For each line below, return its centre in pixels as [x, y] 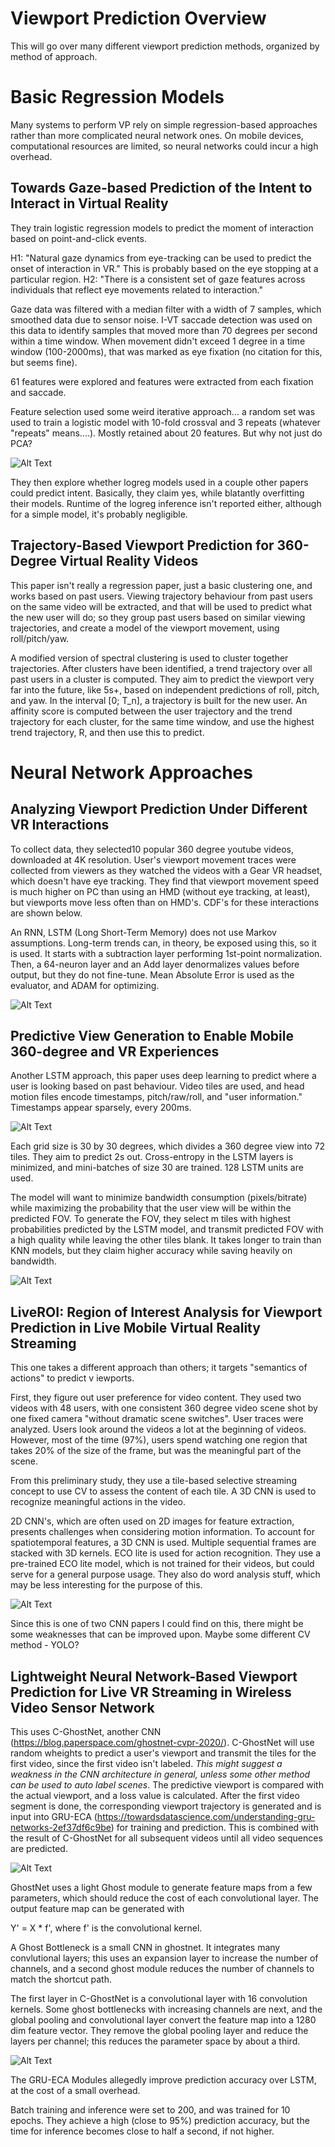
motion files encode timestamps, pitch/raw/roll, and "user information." [156, 1097]
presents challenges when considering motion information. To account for [162, 1532]
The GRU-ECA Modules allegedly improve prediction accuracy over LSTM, [163, 2079]
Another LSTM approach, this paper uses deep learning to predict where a [163, 1076]
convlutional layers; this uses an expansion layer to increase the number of [164, 1958]
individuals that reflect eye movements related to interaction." [136, 289]
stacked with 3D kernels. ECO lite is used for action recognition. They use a [166, 1553]
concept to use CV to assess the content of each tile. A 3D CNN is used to [163, 1491]
